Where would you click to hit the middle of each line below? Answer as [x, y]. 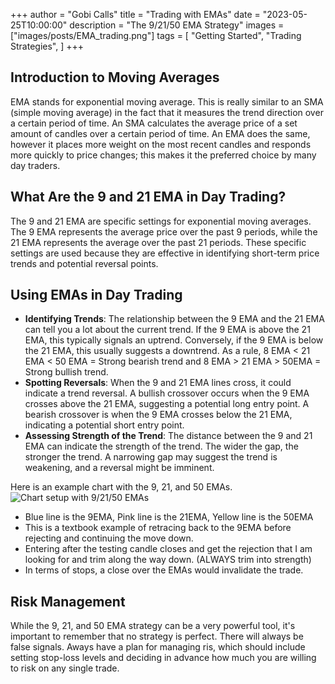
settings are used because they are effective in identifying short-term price [165, 253]
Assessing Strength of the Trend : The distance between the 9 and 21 [168, 436]
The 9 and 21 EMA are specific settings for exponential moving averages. [161, 221]
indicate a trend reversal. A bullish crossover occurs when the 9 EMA [167, 393]
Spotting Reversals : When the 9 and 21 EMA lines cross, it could [158, 383]
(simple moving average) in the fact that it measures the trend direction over [167, 112]
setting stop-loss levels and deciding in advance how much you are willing [163, 658]
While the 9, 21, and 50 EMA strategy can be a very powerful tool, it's [153, 626]
